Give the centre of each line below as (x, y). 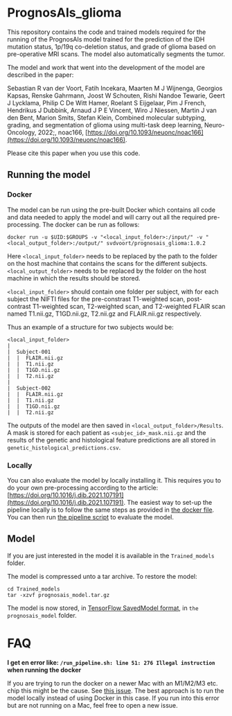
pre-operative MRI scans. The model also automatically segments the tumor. (116, 54)
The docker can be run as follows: (91, 224)
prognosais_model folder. (42, 615)
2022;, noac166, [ (63, 132)
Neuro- (214, 125)
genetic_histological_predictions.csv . (64, 447)
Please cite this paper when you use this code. (74, 153)
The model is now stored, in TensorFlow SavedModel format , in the (103, 608)
